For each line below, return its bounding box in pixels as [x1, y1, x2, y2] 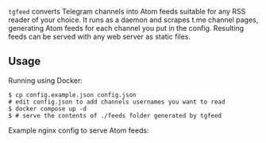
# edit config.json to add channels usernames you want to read [8, 98, 226, 106]
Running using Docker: [8, 75, 83, 85]
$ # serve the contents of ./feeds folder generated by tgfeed [8, 111, 222, 119]
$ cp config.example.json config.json [8, 91, 137, 99]
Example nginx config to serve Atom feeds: [8, 126, 149, 135]
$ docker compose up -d [8, 104, 87, 113]
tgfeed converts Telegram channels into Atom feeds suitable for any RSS [8, 7, 246, 16]
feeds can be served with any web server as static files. [8, 32, 191, 41]
